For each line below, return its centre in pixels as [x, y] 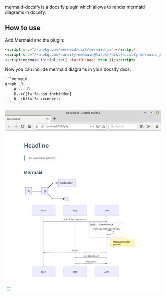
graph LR [14, 84]
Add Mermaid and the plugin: [35, 40]
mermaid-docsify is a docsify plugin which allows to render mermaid [75, 7]
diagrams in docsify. [26, 12]
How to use [23, 28]
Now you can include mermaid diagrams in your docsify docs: [68, 69]
